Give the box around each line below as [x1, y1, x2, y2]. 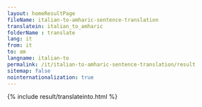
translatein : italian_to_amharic [7, 23, 103, 29]
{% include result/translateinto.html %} [7, 93, 118, 101]
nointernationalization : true [7, 73, 94, 81]
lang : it [7, 36, 32, 43]
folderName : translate [7, 29, 76, 36]
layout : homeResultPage [7, 10, 76, 17]
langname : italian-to [7, 55, 70, 62]
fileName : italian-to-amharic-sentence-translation [7, 16, 159, 23]
